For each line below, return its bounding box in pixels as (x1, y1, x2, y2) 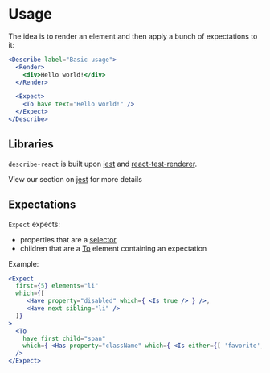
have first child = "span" (22, 334, 106, 342)
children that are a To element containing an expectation (19, 243, 207, 253)
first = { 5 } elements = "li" (15, 282, 99, 290)
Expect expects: (8, 219, 60, 229)
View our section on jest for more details (8, 174, 143, 184)
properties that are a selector (19, 234, 117, 244)
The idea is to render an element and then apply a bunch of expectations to (8, 31, 258, 41)
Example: (8, 259, 39, 268)
